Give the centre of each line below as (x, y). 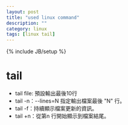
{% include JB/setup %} (36, 51)
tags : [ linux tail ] (31, 34)
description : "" (27, 23)
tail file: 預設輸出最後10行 (46, 94)
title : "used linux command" (43, 18)
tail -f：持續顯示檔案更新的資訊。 (56, 109)
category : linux (27, 29)
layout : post (23, 12)
